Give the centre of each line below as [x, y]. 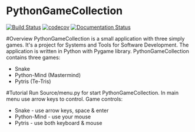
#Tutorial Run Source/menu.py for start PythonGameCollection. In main [92, 93]
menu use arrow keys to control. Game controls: [65, 99]
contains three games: [33, 57]
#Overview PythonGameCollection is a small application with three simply [95, 38]
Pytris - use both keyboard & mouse [58, 123]
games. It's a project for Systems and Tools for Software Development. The [97, 45]
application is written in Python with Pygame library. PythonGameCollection [98, 51]
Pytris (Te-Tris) [33, 81]
